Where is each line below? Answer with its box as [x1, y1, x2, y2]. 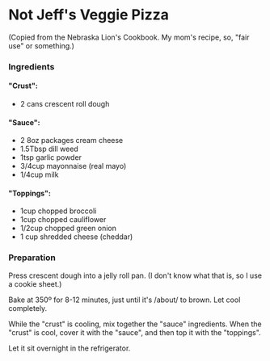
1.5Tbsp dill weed [19, 144, 78, 154]
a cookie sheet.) [8, 279, 62, 288]
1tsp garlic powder [19, 153, 82, 162]
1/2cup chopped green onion [19, 224, 117, 233]
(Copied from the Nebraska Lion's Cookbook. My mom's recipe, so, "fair [8, 32, 250, 42]
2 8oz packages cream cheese [19, 136, 124, 145]
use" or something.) [8, 40, 75, 50]
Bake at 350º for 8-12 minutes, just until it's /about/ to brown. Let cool [8, 295, 241, 304]
